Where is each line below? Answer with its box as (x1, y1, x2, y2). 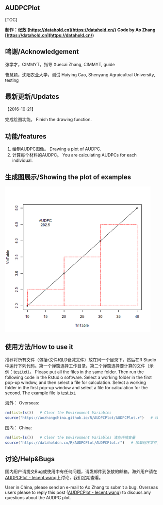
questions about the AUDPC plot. (5, 495, 71, 501)
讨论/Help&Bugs (5, 454, 55, 463)
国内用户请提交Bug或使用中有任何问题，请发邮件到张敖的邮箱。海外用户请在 (5, 469, 158, 474)
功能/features (5, 132, 47, 140)
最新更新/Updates (5, 92, 59, 101)
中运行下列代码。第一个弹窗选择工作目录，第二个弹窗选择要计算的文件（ (5, 363, 149, 368)
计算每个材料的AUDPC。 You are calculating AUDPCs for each (12, 152, 137, 158)
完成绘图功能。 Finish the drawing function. (5, 117, 92, 122)
